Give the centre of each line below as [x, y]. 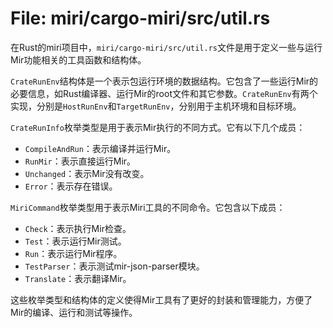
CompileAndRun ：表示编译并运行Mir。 [100, 148]
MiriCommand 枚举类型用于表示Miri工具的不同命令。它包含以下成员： [148, 207]
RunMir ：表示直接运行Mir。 [80, 161]
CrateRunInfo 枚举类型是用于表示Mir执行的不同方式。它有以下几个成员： [158, 127]
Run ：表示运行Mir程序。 [73, 253]
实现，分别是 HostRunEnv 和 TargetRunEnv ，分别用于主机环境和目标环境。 [156, 106]
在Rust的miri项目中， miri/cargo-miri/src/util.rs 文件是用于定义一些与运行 [166, 47]
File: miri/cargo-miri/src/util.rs [140, 18]
